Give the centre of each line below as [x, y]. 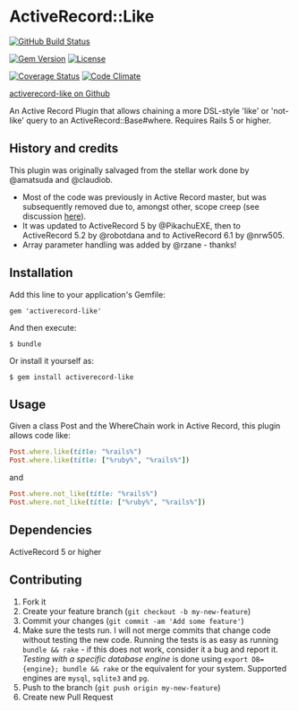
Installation [41, 273]
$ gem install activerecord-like [72, 377]
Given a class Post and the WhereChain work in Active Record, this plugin [145, 426]
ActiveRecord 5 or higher [55, 551]
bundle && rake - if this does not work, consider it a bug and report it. [150, 649]
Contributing [46, 580]
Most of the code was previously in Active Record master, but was [144, 197]
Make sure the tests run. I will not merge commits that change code [146, 630]
